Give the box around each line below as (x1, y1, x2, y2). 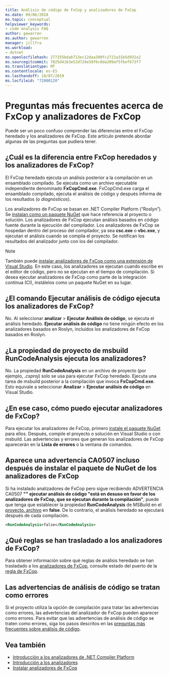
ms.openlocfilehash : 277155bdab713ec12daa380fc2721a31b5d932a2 (5, 54, 141, 60)
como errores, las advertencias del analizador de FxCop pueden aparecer (5, 610, 159, 616)
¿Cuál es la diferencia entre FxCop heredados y (5, 153, 157, 162)
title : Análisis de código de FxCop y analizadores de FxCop (5, 7, 137, 13)
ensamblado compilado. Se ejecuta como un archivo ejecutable (5, 180, 137, 186)
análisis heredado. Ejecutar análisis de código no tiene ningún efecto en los (5, 321, 164, 327)
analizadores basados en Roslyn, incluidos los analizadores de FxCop (5, 326, 150, 332)
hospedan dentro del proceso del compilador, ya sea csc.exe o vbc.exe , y (5, 227, 160, 233)
